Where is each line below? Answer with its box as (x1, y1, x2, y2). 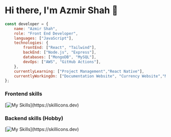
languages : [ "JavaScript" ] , (14, 36, 74, 41)
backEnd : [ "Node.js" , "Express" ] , (23, 50, 96, 55)
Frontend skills (5, 90, 42, 97)
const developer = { (5, 21, 49, 26)
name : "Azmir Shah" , (14, 26, 58, 31)
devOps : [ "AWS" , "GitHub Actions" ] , (23, 59, 101, 64)
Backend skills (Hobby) (5, 115, 63, 122)
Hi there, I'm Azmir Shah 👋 (5, 5, 118, 16)
